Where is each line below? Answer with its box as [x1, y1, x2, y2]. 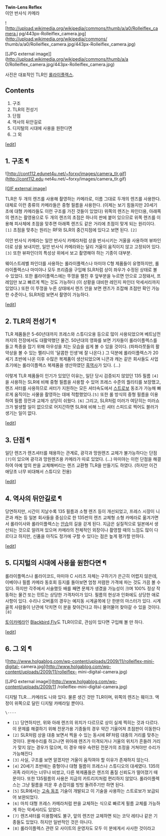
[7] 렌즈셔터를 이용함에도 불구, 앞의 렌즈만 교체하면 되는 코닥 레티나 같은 [12, 813, 153, 819]
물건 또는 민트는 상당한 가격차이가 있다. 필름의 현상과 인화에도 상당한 [18, 592, 151, 598]
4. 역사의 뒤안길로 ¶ [5, 494, 62, 503]
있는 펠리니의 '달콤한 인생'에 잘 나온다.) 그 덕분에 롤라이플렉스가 [29, 350, 152, 356]
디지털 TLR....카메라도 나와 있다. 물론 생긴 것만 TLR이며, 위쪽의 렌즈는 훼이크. [5, 694, 155, 700]
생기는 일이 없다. [5, 410, 37, 416]
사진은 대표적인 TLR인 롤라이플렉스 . [5, 72, 74, 78]
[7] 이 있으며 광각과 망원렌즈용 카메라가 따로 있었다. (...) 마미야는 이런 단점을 [5, 456, 152, 462]
